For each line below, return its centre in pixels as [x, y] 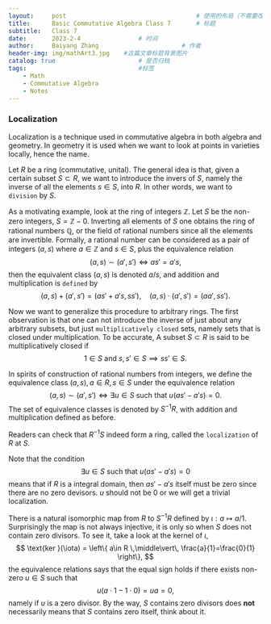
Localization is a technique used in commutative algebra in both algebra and [135, 136]
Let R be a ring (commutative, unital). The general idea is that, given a [124, 170]
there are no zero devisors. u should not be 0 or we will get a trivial [119, 492]
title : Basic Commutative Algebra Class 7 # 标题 [112, 23]
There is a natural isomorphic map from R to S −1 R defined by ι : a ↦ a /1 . [128, 517]
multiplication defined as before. [62, 417]
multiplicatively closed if [48, 346]
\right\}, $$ [135, 556]
